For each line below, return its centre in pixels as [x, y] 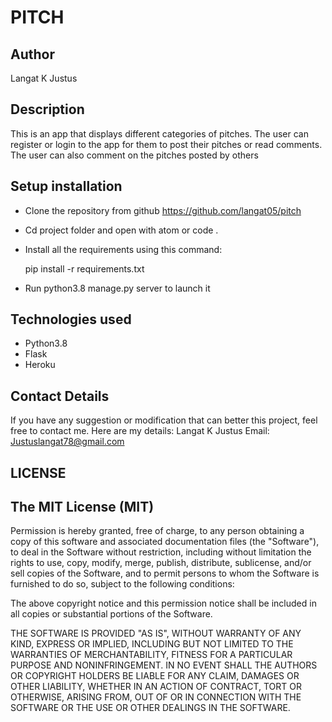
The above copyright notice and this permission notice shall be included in [163, 603]
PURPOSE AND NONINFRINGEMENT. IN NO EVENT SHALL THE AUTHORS [164, 665]
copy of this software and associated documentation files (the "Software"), [165, 542]
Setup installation [66, 186]
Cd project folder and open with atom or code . [121, 230]
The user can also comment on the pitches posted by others [134, 155]
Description [47, 109]
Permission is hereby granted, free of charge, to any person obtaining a [157, 531]
